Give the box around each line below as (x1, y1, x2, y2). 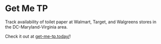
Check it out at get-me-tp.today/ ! (5, 33, 71, 39)
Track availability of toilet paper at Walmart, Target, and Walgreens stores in (5, 19, 157, 25)
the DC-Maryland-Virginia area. (5, 24, 68, 29)
